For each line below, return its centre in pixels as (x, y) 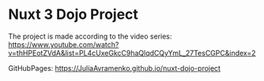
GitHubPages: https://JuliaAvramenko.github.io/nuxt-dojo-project (115, 68)
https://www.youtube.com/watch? (64, 44)
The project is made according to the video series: (90, 36)
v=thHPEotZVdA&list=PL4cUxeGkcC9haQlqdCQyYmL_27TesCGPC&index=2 (132, 53)
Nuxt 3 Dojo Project (73, 15)
